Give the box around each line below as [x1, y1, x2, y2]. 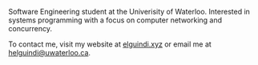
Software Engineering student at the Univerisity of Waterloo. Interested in [8, 7, 251, 16]
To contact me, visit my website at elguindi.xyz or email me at [8, 39, 212, 49]
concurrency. [8, 24, 52, 33]
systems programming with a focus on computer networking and [8, 15, 223, 25]
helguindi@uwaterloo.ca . [8, 48, 91, 57]
